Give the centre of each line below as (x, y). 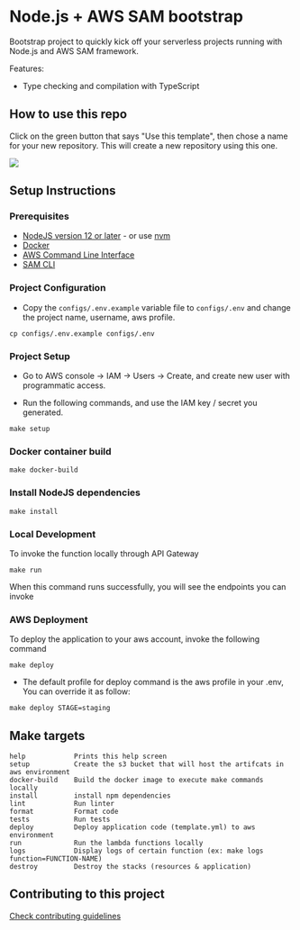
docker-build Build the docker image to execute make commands (136, 781)
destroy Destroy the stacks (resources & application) (131, 867)
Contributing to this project (87, 894)
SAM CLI (39, 265)
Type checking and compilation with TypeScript (111, 86)
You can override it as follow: (76, 691)
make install (34, 511)
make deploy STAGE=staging (60, 709)
